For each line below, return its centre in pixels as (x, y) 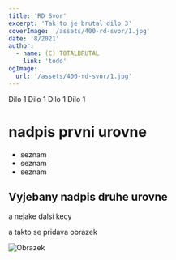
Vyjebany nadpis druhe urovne (88, 196)
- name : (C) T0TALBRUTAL (58, 53)
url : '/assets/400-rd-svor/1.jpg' (74, 76)
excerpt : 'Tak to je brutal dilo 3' (70, 23)
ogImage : (23, 69)
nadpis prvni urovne (78, 132)
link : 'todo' (45, 62)
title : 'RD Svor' (38, 16)
